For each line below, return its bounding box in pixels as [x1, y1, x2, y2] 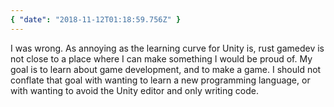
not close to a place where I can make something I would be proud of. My [10, 52, 313, 65]
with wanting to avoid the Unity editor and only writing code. [10, 84, 259, 96]
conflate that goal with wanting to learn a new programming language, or [10, 74, 311, 86]
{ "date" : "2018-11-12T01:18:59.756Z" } [10, 14, 182, 25]
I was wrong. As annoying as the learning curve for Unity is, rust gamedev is [10, 42, 325, 54]
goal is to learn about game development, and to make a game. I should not [10, 63, 322, 75]
